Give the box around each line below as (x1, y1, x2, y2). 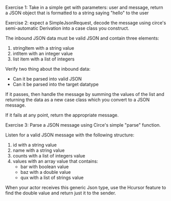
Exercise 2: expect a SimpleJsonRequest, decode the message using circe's (5, 20, 166, 26)
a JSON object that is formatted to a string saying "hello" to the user (5, 10, 149, 16)
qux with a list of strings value (20, 174, 84, 180)
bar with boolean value (20, 164, 69, 170)
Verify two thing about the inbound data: (5, 66, 91, 72)
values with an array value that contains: (12, 158, 98, 164)
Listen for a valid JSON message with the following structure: (5, 132, 135, 138)
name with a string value (12, 147, 65, 153)
